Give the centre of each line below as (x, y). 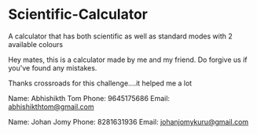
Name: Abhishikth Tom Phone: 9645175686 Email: (89, 98)
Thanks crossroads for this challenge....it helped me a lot (100, 83)
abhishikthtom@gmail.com (51, 107)
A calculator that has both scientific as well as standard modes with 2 (121, 36)
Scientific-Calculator (78, 14)
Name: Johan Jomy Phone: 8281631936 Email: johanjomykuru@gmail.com (128, 121)
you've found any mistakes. (53, 67)
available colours (36, 44)
